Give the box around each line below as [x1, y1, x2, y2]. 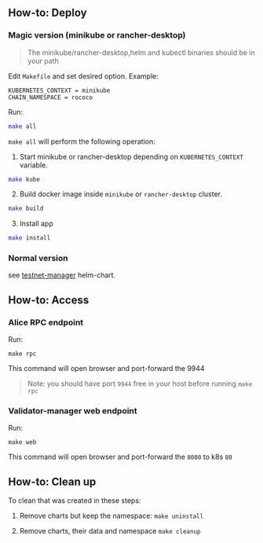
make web [8, 438, 37, 446]
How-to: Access [8, 293, 89, 306]
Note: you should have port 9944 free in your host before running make [27, 379, 253, 388]
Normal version [8, 253, 68, 264]
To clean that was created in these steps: [8, 496, 141, 505]
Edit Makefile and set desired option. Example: [8, 71, 159, 81]
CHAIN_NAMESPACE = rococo [8, 94, 93, 101]
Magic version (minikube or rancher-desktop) [8, 30, 186, 41]
